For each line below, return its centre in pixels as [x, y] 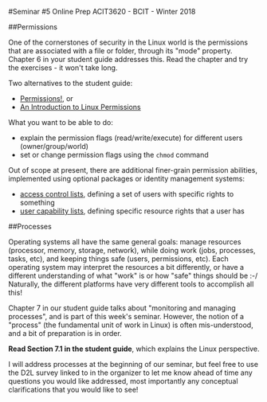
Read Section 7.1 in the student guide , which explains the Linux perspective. [134, 349]
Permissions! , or [46, 98]
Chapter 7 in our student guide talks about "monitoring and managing [122, 308]
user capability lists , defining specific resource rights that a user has [132, 211]
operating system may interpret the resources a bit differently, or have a [126, 267]
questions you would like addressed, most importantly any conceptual [123, 381]
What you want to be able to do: [61, 122]
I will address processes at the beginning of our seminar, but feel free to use [133, 364]
